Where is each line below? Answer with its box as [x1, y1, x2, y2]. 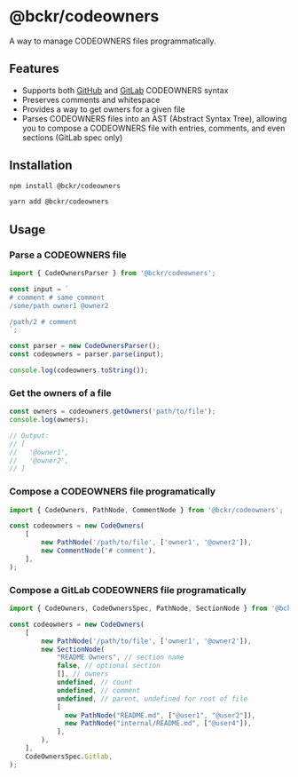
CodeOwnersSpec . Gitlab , [25, 752, 114, 761]
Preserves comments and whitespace [21, 94, 161, 105]
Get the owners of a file [9, 386, 113, 399]
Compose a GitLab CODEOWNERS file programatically [9, 583, 247, 596]
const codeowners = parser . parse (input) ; [9, 350, 165, 359]
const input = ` [9, 284, 69, 294]
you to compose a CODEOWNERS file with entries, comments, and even [21, 123, 286, 133]
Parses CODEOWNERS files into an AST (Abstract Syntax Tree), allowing [21, 113, 287, 123]
